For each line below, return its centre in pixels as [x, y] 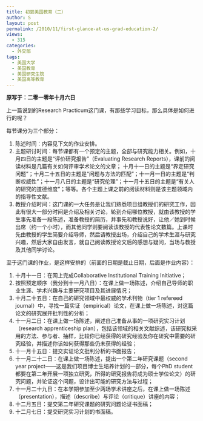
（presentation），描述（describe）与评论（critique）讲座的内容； [98, 397]
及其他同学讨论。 [36, 250]
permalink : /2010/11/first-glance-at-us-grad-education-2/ [82, 29]
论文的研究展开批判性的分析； [52, 313]
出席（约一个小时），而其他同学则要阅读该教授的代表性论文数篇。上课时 [104, 227]
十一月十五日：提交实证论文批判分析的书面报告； [76, 351]
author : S [19, 18]
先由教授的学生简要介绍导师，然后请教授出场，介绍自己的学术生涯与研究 [105, 234]
